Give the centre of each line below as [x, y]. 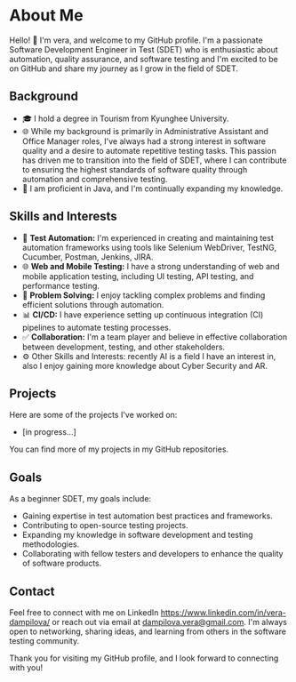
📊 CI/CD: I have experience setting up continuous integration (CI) [143, 314]
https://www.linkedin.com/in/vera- [223, 613]
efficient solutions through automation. [93, 304]
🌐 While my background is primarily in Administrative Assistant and [145, 131]
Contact [32, 591]
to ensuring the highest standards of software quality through [135, 169]
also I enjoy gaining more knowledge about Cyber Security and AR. [145, 365]
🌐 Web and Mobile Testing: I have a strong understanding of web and [151, 266]
